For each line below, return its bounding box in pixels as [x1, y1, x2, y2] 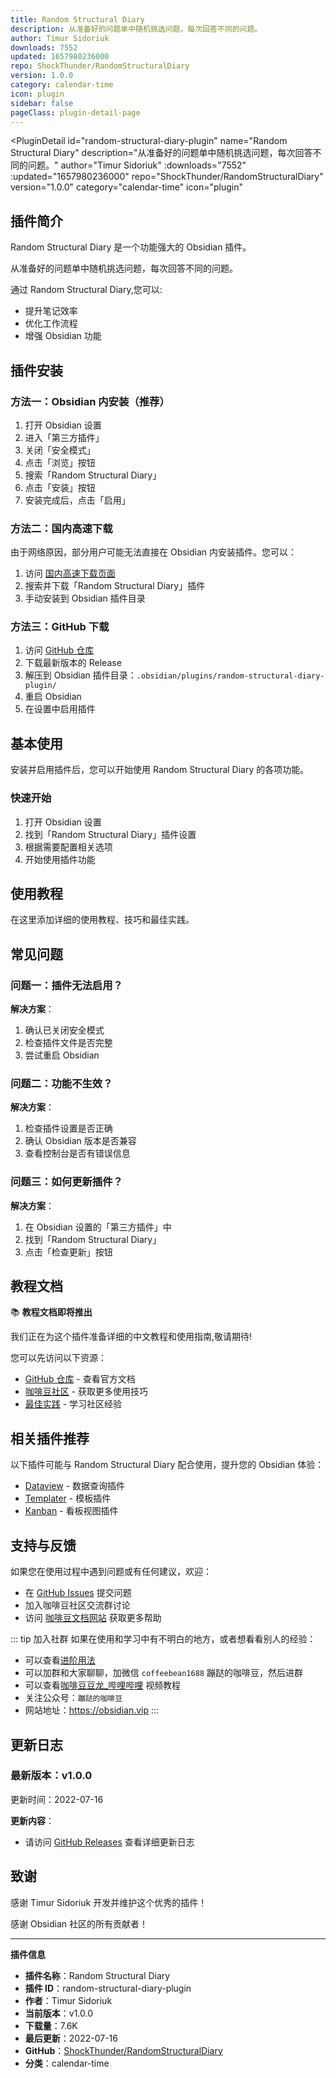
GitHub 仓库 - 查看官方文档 [24, 1373, 136, 1385]
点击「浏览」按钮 [24, 456, 96, 468]
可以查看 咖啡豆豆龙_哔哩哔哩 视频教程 [24, 1679, 182, 1691]
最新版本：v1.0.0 [10, 1769, 93, 1783]
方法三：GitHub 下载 [10, 620, 110, 634]
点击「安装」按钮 [24, 481, 96, 493]
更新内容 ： [10, 1814, 55, 1826]
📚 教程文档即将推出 [10, 1306, 93, 1318]
